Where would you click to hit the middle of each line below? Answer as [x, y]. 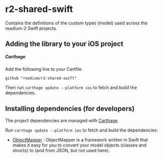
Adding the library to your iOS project [64, 44]
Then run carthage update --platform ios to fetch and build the [71, 88]
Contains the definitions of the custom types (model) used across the [77, 23]
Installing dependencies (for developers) [70, 108]
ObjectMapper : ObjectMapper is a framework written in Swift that [80, 140]
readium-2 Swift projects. [31, 28]
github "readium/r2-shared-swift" [41, 78]
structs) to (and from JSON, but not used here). [61, 151]
